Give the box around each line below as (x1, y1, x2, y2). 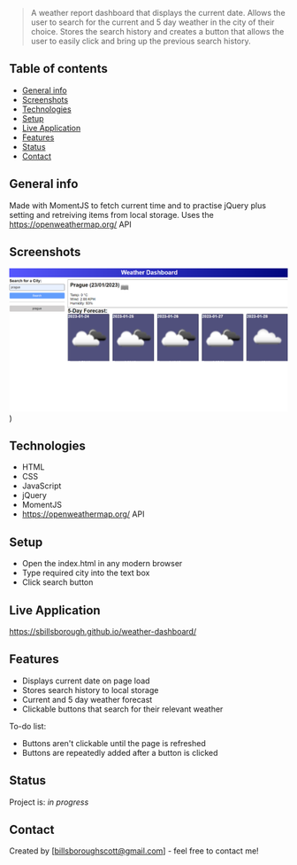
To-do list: (9, 721, 47, 731)
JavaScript (21, 480, 62, 491)
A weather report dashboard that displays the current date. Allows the (30, 8, 286, 18)
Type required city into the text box (21, 567, 150, 579)
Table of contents (9, 61, 108, 76)
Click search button (21, 577, 94, 588)
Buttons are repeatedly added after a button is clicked (21, 747, 218, 758)
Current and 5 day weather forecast (21, 694, 153, 705)
